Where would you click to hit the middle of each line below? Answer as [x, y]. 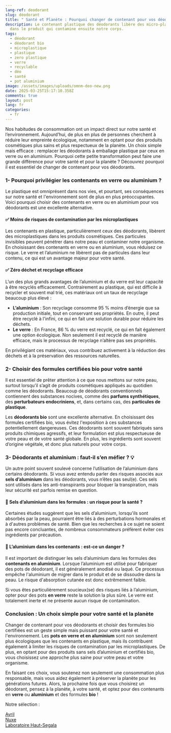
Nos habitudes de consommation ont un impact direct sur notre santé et [81, 129]
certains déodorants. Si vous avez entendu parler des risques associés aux [84, 474]
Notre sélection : [23, 704]
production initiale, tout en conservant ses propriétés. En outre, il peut [86, 313]
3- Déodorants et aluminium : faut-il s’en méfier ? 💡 [70, 457]
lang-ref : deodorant [27, 10]
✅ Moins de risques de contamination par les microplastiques [72, 219]
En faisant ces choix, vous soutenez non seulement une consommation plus [85, 673]
